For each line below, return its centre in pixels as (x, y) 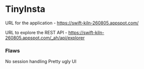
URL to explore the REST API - (36, 32)
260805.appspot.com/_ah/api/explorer (45, 38)
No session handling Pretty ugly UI (41, 62)
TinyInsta (25, 9)
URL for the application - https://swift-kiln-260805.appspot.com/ (72, 23)
